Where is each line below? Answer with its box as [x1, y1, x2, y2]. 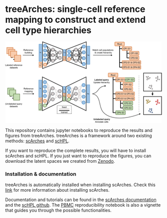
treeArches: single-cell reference [5, 3, 146, 15]
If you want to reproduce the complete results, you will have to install [5, 147, 147, 153]
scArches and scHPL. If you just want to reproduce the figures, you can [5, 153, 152, 159]
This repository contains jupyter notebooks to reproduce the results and [5, 127, 153, 133]
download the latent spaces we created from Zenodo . [5, 158, 115, 164]
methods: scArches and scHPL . [5, 138, 70, 144]
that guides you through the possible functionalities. [5, 208, 112, 214]
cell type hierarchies [5, 25, 92, 36]
